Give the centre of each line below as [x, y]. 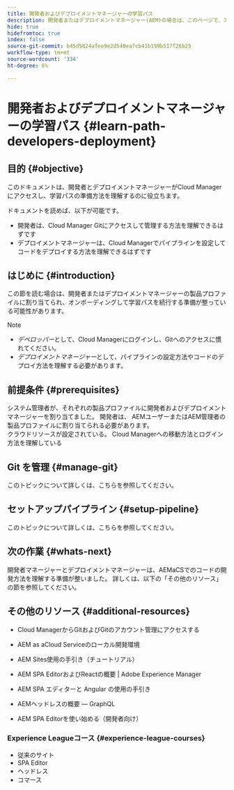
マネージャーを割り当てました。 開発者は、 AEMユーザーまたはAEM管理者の [117, 417]
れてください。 [39, 348]
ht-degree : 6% [28, 66]
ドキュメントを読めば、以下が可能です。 [65, 210]
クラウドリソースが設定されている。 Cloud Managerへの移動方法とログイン [116, 434]
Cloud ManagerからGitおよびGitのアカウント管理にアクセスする [108, 629]
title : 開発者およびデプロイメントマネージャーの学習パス [80, 14]
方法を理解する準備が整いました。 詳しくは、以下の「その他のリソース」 [118, 578]
